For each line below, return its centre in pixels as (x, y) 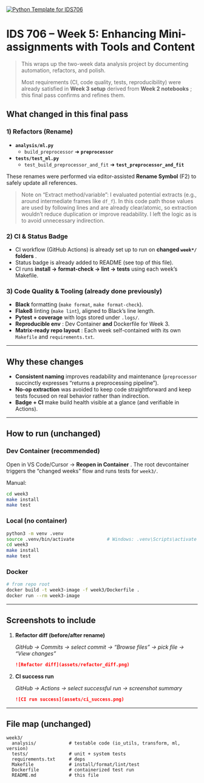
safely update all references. (42, 182)
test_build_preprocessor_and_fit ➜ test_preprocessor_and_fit (104, 164)
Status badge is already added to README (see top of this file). (94, 262)
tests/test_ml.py (37, 159)
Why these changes (45, 362)
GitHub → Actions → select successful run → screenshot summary (99, 688)
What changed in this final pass (67, 114)
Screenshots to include (51, 620)
